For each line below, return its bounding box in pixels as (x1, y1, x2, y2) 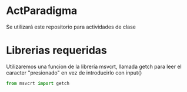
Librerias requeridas (6, 44, 108, 57)
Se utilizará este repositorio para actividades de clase (6, 23, 136, 30)
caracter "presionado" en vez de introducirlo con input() (6, 69, 142, 76)
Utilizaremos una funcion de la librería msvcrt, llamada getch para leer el (6, 63, 182, 70)
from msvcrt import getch (6, 80, 69, 86)
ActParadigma (6, 4, 78, 17)
